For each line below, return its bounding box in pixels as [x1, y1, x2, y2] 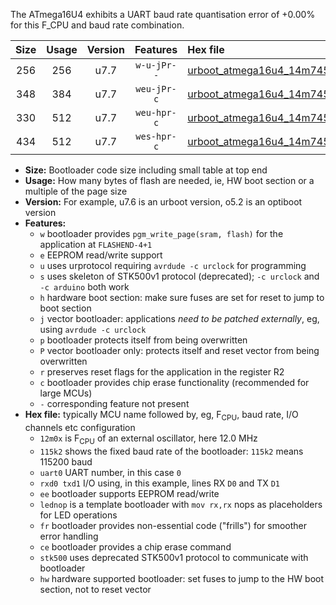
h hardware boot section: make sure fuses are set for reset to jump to [39, 292, 325, 303]
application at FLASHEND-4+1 [39, 239, 153, 250]
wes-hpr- [135, 131, 177, 142]
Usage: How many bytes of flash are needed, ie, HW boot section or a [24, 175, 315, 186]
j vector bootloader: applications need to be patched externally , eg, [39, 313, 320, 324]
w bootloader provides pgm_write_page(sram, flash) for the [39, 228, 284, 239]
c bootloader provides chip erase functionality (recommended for [39, 377, 310, 388]
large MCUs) [39, 387, 93, 399]
